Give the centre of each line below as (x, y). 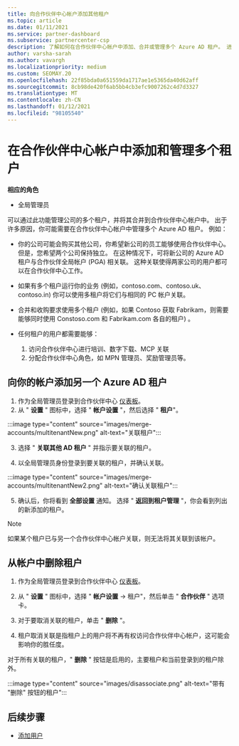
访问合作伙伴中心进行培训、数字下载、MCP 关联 (99, 349)
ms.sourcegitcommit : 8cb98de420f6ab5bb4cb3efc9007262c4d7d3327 (103, 87)
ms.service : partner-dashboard (54, 34)
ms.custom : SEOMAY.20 (39, 73)
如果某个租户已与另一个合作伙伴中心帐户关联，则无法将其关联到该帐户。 (113, 538)
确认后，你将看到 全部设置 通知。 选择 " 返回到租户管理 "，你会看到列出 (122, 500)
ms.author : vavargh (36, 61)
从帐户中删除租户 (45, 563)
